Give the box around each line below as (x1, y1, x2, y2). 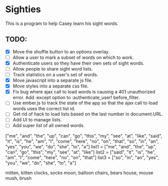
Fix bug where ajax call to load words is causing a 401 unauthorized (12, 89, 156, 95)
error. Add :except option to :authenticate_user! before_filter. (12, 95, 140, 101)
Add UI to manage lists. (12, 117, 62, 123)
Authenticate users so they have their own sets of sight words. (12, 60, 145, 66)
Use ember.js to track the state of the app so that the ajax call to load (12, 100, 158, 106)
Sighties (5, 4, 41, 15)
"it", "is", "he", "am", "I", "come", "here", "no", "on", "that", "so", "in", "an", (5, 138, 159, 144)
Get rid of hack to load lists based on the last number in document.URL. (12, 111, 163, 117)
